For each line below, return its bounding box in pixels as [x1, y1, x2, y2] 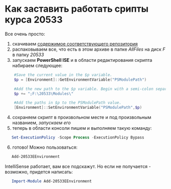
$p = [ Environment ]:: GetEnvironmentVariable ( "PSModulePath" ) [14, 77, 146, 82]
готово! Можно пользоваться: [12, 144, 78, 151]
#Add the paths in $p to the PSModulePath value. [14, 100, 122, 105]
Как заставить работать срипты [5, 3, 149, 15]
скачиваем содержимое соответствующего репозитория [12, 40, 138, 46]
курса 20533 [5, 14, 63, 26]
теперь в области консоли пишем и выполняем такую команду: [12, 125, 152, 131]
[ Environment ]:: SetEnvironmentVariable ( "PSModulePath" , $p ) [14, 105, 142, 110]
